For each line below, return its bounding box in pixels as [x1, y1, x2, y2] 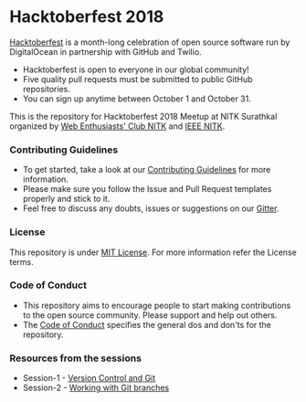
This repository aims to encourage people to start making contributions [22, 300, 291, 311]
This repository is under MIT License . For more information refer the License [9, 247, 297, 258]
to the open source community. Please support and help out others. [22, 309, 278, 321]
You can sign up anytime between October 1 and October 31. [22, 93, 251, 104]
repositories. [22, 83, 70, 94]
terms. [9, 256, 34, 267]
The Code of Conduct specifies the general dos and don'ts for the [22, 319, 272, 330]
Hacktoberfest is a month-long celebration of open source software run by [9, 37, 290, 48]
